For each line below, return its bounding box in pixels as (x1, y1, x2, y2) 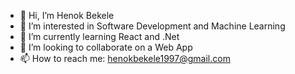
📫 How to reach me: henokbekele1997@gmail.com (19, 53, 231, 64)
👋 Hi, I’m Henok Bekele (19, 10, 115, 21)
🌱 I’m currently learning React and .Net (19, 31, 180, 42)
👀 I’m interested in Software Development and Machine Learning (19, 20, 286, 32)
